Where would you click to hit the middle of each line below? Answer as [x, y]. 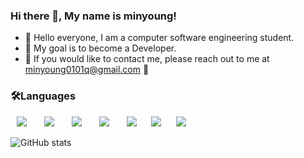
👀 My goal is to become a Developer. [100, 48]
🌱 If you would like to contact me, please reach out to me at [147, 59]
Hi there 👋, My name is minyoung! [93, 16]
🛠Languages [43, 96]
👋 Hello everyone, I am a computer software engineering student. [159, 38]
